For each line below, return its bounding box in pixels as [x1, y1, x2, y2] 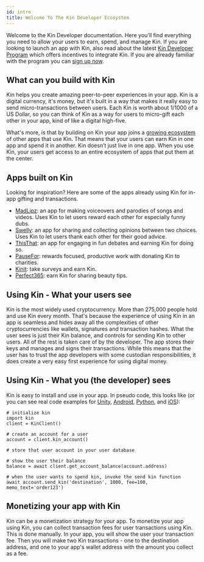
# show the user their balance [6, 458, 86, 464]
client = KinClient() [6, 420, 62, 427]
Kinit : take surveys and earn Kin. [15, 265, 97, 273]
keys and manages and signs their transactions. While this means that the [6, 344, 191, 351]
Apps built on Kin [6, 172, 73, 183]
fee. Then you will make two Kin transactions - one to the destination [6, 536, 179, 544]
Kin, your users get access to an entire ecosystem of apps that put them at [6, 148, 194, 156]
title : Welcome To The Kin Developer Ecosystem [6, 15, 130, 21]
